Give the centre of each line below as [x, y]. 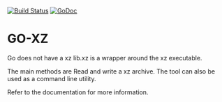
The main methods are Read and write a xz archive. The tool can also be [111, 71]
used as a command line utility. [52, 78]
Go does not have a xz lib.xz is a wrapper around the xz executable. [105, 58]
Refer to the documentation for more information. [78, 92]
